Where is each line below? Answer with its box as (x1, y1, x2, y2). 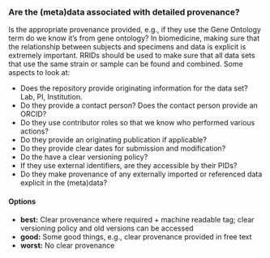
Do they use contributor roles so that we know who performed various (19, 118, 255, 128)
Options (8, 197, 36, 206)
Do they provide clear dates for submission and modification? (19, 144, 226, 154)
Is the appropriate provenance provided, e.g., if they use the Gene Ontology (8, 25, 262, 35)
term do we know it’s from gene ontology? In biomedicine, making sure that (8, 33, 260, 43)
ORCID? (19, 109, 47, 119)
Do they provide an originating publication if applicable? (19, 135, 207, 145)
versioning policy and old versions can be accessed (19, 223, 194, 233)
